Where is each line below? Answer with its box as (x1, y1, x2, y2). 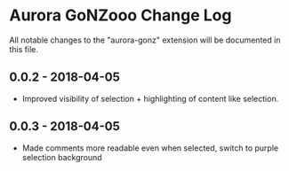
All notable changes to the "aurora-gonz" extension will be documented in (9, 35, 281, 45)
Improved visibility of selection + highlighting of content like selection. (21, 93, 279, 104)
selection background (21, 152, 102, 162)
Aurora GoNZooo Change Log (9, 5, 232, 26)
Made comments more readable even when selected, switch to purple (21, 143, 278, 153)
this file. (9, 43, 38, 54)
